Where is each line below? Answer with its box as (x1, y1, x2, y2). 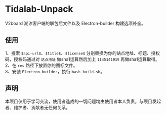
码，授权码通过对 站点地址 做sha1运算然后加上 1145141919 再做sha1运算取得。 (5, 56, 160, 62)
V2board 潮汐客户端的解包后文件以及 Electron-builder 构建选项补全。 (5, 20, 146, 26)
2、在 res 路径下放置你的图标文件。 (5, 62, 78, 68)
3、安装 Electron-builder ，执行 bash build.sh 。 (5, 68, 105, 74)
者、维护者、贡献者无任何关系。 (5, 104, 70, 110)
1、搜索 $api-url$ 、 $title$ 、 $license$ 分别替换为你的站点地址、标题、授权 (5, 50, 160, 56)
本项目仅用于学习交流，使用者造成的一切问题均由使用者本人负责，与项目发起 (5, 98, 161, 104)
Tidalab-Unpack (5, 3, 73, 15)
